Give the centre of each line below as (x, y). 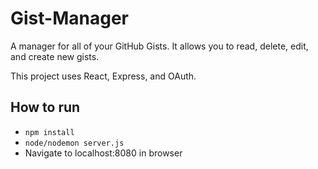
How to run (45, 107)
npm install (49, 132)
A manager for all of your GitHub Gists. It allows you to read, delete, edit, (159, 46)
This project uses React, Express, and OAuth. (103, 76)
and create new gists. (55, 56)
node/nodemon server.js (74, 143)
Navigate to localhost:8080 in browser (103, 153)
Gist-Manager (69, 18)
